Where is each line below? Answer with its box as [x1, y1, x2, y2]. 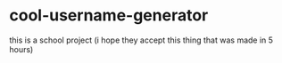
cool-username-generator [9, 5, 209, 26]
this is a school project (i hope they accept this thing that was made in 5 [9, 35, 274, 45]
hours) [9, 43, 34, 54]
